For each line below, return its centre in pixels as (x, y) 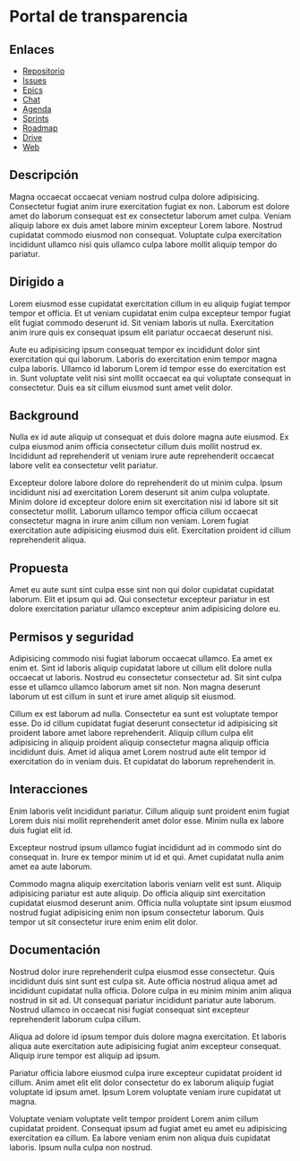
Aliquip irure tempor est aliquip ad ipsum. (85, 1055)
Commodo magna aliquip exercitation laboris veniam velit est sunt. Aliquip (146, 884)
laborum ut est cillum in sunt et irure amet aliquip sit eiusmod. (123, 696)
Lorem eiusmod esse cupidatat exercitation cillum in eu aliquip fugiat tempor (150, 303)
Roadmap (40, 128)
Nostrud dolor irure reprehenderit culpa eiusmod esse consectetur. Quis (142, 971)
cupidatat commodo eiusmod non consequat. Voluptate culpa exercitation (146, 235)
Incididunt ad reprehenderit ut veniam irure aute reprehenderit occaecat (142, 456)
